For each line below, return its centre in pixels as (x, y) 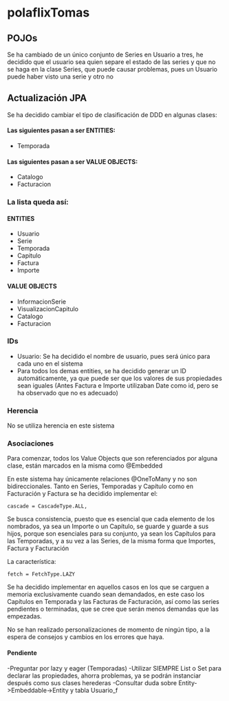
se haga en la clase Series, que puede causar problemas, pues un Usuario (112, 69)
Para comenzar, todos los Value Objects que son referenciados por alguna (112, 459)
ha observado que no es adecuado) (68, 393)
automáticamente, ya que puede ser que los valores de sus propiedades (119, 378)
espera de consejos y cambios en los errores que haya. (86, 637)
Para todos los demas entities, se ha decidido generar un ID (102, 370)
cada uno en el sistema (50, 364)
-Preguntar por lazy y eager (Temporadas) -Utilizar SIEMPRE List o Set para (115, 668)
